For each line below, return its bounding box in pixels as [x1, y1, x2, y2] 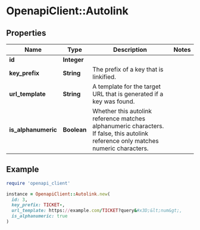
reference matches [92, 114, 146, 123]
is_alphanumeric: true [11, 213, 68, 219]
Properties [6, 28, 46, 38]
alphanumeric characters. [92, 122, 164, 130]
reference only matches [92, 137, 159, 145]
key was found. [92, 97, 135, 105]
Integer [62, 55, 85, 64]
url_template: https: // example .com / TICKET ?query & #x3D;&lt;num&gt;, [11, 207, 183, 214]
